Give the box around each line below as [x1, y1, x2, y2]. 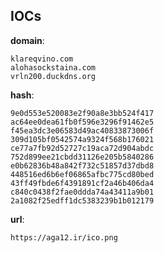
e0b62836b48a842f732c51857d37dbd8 [10, 160, 155, 171]
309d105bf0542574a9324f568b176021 [10, 134, 155, 144]
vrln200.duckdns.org [10, 71, 97, 81]
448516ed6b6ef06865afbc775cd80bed [10, 169, 155, 179]
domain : [10, 34, 45, 46]
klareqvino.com [10, 54, 74, 64]
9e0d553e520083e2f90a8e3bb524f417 [10, 108, 155, 118]
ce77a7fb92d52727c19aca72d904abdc [10, 143, 155, 153]
